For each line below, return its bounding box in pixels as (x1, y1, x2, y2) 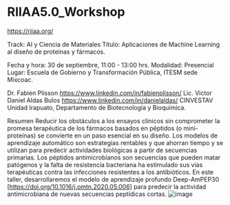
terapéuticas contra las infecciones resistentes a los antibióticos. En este (7, 168, 214, 176)
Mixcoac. (7, 75, 33, 83)
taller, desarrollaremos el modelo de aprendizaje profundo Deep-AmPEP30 (7, 175, 220, 183)
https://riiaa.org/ (7, 27, 54, 35)
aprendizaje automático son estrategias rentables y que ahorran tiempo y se (7, 138, 224, 147)
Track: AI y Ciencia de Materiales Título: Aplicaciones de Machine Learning (7, 40, 220, 48)
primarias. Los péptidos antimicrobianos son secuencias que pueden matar (7, 153, 221, 162)
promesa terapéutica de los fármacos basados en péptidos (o (7, 124, 182, 132)
